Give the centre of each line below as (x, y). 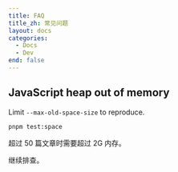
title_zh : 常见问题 (38, 23)
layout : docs (30, 30)
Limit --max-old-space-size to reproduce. (77, 112)
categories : (28, 38)
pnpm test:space (35, 126)
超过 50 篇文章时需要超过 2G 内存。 (67, 143)
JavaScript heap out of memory (89, 93)
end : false (26, 61)
